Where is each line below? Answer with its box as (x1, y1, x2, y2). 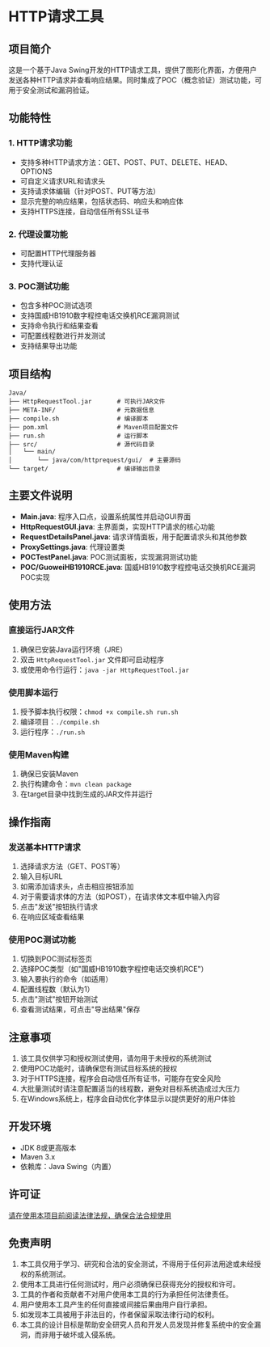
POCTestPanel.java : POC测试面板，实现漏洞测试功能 (19, 551, 198, 562)
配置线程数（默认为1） (19, 984, 95, 994)
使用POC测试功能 (8, 934, 77, 945)
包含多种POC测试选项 (19, 301, 93, 310)
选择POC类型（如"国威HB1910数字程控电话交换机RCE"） (19, 964, 209, 974)
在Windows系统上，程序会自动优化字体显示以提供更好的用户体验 (19, 1093, 236, 1104)
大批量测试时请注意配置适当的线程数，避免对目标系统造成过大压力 (19, 1083, 240, 1093)
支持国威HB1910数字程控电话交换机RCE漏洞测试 (19, 310, 179, 320)
